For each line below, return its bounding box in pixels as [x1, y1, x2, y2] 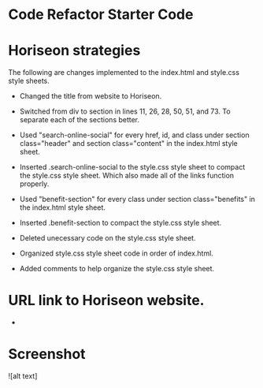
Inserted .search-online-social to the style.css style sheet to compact [19, 162, 246, 172]
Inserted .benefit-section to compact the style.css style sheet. [19, 218, 222, 228]
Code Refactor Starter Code [8, 6, 194, 24]
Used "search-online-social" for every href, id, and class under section [19, 130, 250, 140]
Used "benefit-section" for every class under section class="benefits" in [19, 195, 256, 204]
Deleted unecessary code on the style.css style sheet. [19, 233, 196, 243]
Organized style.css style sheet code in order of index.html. [19, 248, 214, 258]
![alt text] [8, 371, 38, 380]
